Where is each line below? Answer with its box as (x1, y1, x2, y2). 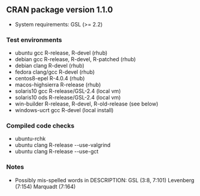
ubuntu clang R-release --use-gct (14, 148, 99, 155)
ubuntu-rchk (14, 135, 46, 143)
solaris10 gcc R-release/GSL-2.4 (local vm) (14, 88, 121, 95)
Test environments (6, 35, 62, 44)
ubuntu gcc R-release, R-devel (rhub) (14, 49, 108, 56)
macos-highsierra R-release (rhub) (14, 81, 101, 89)
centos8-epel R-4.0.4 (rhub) (14, 75, 85, 82)
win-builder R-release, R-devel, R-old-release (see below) (14, 100, 159, 107)
